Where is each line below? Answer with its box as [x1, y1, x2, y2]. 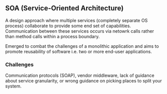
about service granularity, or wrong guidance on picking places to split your [5, 78, 162, 84]
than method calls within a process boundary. [5, 33, 100, 39]
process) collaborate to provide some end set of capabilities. [5, 23, 131, 29]
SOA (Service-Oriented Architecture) [5, 4, 124, 13]
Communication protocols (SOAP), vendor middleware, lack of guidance [5, 72, 154, 78]
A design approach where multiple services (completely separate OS [5, 17, 148, 23]
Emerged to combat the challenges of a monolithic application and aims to [5, 43, 159, 49]
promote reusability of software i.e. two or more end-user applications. [5, 48, 152, 54]
